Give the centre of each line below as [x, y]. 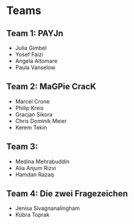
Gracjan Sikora [34, 114]
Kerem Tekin [31, 127]
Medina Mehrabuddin [42, 161]
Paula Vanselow [35, 67]
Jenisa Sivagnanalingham [47, 208]
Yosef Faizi [29, 54]
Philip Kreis [29, 108]
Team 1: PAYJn [35, 33]
